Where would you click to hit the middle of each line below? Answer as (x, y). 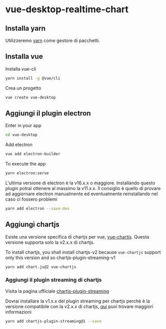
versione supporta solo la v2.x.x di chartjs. (50, 242)
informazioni (18, 312)
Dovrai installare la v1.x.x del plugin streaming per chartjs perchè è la (78, 301)
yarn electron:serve (27, 173)
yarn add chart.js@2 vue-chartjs (41, 267)
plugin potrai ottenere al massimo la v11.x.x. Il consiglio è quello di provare (83, 188)
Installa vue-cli (21, 69)
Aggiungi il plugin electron (48, 113)
